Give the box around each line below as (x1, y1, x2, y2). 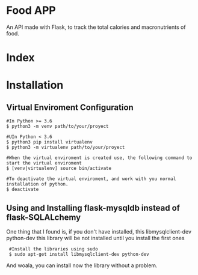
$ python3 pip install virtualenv (6, 139, 93, 145)
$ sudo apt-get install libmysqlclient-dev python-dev (8, 251, 149, 257)
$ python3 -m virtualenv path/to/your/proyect (6, 145, 125, 151)
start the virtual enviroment (6, 160, 82, 166)
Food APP (6, 4, 56, 17)
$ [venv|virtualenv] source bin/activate (6, 166, 112, 172)
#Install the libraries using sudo (8, 246, 98, 252)
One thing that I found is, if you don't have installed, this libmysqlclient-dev (6, 228, 191, 235)
